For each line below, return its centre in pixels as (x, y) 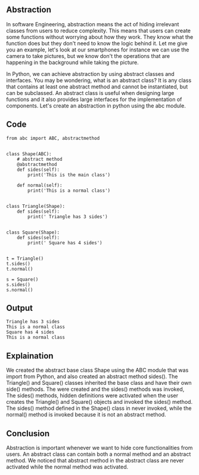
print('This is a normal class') (69, 191)
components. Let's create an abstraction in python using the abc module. (96, 105)
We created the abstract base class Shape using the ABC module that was (97, 370)
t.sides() (18, 263)
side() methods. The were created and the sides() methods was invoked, (95, 389)
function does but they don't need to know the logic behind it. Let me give (97, 43)
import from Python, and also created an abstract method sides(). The (92, 376)
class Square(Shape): (33, 232)
